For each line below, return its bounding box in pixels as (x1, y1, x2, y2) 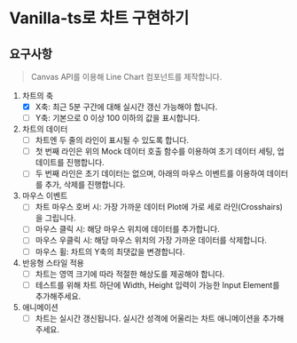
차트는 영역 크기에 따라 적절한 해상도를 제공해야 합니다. (35, 268, 225, 279)
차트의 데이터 (21, 124, 68, 134)
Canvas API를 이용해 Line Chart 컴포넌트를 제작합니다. (30, 72, 223, 82)
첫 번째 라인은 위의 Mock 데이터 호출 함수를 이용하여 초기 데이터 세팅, (35, 146, 276, 156)
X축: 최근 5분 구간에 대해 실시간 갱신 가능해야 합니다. (35, 101, 218, 112)
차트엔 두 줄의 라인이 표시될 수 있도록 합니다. (35, 135, 189, 146)
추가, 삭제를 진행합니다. (44, 179, 126, 190)
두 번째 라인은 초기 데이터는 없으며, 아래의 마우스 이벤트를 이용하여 (35, 168, 265, 179)
